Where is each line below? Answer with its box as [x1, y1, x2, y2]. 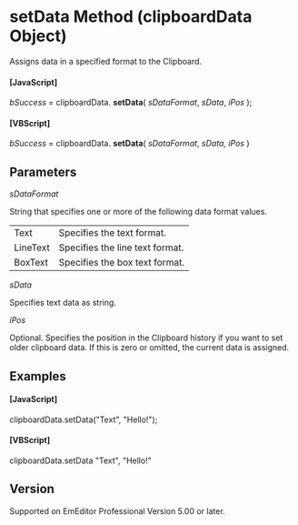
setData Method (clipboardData [9, 6, 253, 27]
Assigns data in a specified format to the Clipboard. [9, 56, 203, 66]
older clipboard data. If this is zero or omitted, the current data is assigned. [9, 342, 290, 353]
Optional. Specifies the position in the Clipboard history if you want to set [9, 332, 283, 343]
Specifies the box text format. [58, 257, 184, 269]
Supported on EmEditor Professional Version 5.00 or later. [9, 505, 225, 516]
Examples [9, 369, 66, 384]
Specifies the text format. [58, 227, 166, 239]
